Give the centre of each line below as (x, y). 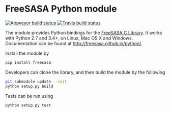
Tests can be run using (29, 96)
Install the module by (27, 53)
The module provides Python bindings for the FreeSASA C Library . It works (84, 32)
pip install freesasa (28, 62)
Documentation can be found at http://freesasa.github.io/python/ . (74, 43)
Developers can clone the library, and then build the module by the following (85, 72)
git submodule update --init (36, 82)
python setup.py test (28, 105)
